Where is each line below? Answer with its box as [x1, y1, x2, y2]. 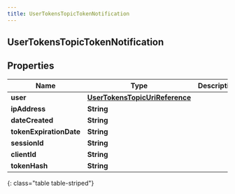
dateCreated [10, 115, 54, 125]
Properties [7, 60, 55, 72]
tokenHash [10, 160, 48, 170]
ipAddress [10, 104, 46, 113]
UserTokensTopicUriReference [87, 92, 191, 102]
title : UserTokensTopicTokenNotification [7, 10, 130, 18]
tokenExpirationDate [10, 127, 80, 137]
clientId [10, 149, 37, 159]
